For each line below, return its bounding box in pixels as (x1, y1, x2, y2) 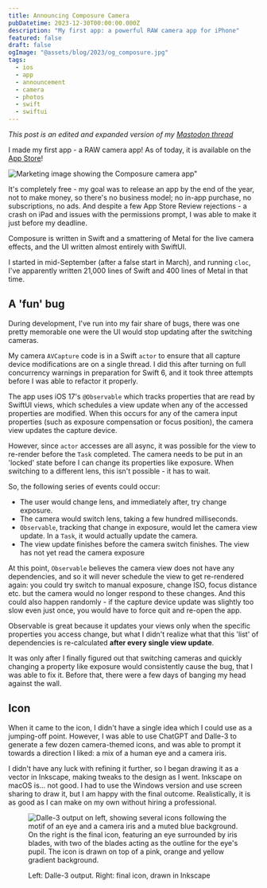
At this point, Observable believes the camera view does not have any (8, 563, 234, 573)
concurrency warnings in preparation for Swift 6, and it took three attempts (8, 368, 253, 377)
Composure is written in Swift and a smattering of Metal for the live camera (8, 234, 254, 243)
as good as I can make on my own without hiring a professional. (8, 797, 217, 807)
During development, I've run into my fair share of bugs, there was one (8, 318, 240, 328)
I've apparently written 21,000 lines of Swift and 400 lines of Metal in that (8, 266, 248, 275)
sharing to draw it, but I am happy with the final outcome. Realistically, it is (8, 789, 251, 798)
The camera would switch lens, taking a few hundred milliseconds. (19, 514, 238, 524)
